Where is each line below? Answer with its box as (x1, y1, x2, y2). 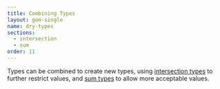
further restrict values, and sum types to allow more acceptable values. (7, 74, 210, 82)
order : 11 (7, 49, 36, 55)
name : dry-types (7, 23, 54, 29)
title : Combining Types (7, 10, 76, 17)
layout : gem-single (7, 16, 63, 23)
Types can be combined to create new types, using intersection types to (7, 66, 213, 75)
